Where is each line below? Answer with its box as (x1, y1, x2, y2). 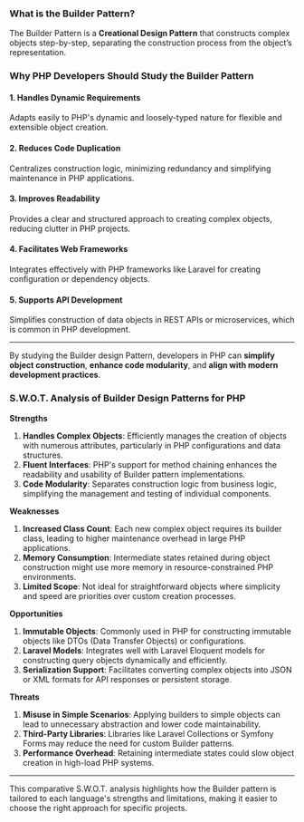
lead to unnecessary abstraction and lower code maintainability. (22, 719, 261, 730)
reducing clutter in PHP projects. (9, 223, 131, 234)
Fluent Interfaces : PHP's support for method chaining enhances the (22, 459, 278, 469)
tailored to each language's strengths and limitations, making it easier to (9, 792, 278, 804)
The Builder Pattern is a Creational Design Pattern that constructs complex (9, 28, 290, 39)
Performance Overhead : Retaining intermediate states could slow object (22, 747, 295, 759)
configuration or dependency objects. (9, 274, 151, 285)
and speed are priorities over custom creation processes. (22, 590, 237, 601)
